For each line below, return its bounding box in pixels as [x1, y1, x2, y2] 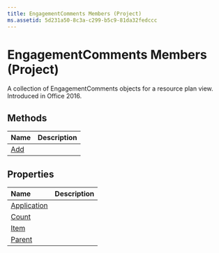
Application [10, 201, 48, 210]
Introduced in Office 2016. [7, 92, 82, 100]
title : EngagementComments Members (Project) [7, 10, 142, 17]
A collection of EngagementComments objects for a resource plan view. [7, 84, 214, 93]
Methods [7, 112, 47, 124]
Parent [10, 235, 33, 245]
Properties [7, 168, 54, 180]
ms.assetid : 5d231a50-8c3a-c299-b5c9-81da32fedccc [7, 17, 158, 24]
